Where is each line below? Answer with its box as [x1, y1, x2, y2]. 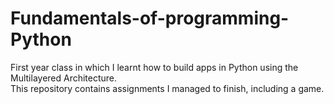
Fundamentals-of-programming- [10, 7, 290, 30]
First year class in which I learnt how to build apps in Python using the [10, 61, 299, 73]
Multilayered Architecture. [10, 72, 118, 84]
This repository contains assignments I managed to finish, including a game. [10, 82, 325, 94]
